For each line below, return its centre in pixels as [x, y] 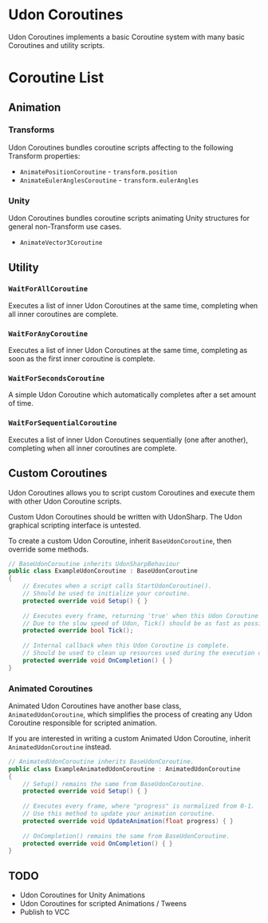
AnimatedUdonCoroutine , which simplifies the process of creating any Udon [130, 714]
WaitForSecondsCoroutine [57, 379]
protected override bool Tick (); [78, 631]
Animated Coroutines [51, 688]
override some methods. [49, 549]
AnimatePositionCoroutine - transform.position [99, 171]
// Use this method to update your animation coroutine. [119, 814]
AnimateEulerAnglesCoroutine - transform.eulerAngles [109, 180]
